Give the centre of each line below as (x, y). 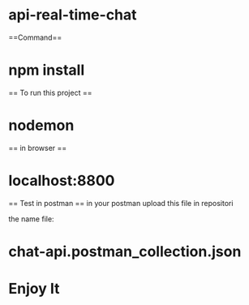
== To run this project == (50, 92)
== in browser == (38, 148)
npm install (47, 70)
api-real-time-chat (73, 15)
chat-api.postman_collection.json (125, 251)
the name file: (31, 219)
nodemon (41, 125)
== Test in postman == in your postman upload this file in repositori (121, 203)
